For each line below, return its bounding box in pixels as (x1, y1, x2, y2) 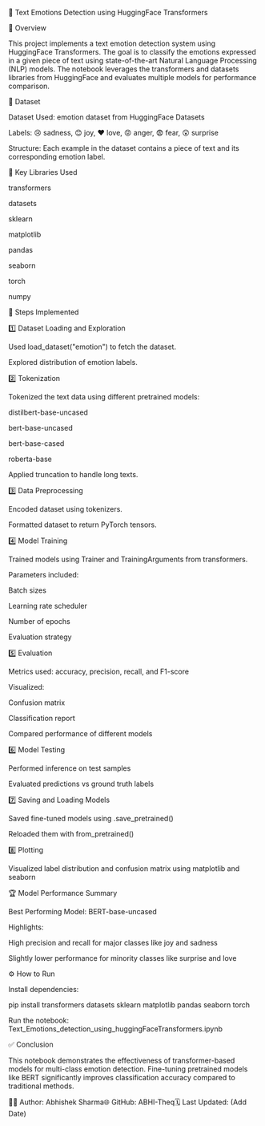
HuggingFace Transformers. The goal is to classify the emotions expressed (8, 47, 256, 56)
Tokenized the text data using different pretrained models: (8, 392, 200, 401)
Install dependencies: (8, 985, 79, 994)
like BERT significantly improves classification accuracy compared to (8, 1073, 236, 1082)
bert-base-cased (8, 439, 65, 448)
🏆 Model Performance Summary (8, 889, 118, 897)
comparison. (8, 81, 50, 91)
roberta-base (8, 454, 52, 464)
